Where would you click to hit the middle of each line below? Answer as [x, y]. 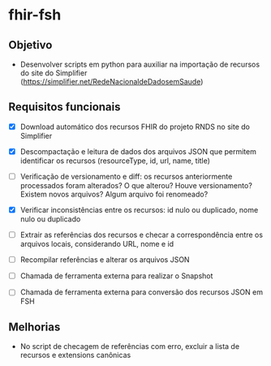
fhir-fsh [35, 15]
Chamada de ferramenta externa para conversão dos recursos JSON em [142, 292]
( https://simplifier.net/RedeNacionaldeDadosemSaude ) [112, 82]
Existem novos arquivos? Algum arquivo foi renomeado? [114, 194]
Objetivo [30, 45]
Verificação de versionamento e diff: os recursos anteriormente [126, 176]
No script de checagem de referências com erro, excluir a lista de [130, 347]
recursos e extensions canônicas [75, 355]
